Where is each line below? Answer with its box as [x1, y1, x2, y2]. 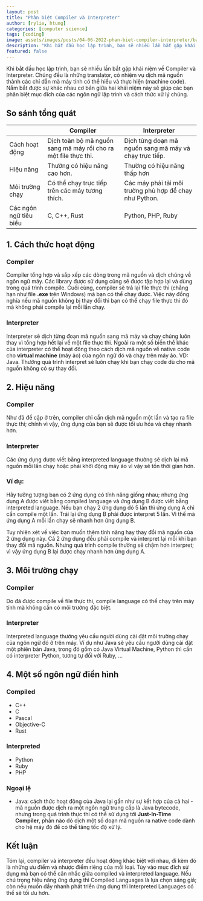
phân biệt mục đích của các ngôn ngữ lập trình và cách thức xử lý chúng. [6, 90, 188, 97]
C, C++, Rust [47, 211, 83, 220]
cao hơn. [47, 169, 72, 177]
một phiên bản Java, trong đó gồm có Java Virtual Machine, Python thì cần [6, 645, 193, 653]
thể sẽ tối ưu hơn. [6, 889, 50, 896]
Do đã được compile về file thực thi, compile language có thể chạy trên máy [6, 597, 195, 604]
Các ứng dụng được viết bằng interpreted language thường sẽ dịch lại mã [6, 455, 188, 463]
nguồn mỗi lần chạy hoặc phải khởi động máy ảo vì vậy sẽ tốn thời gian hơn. [6, 462, 195, 469]
